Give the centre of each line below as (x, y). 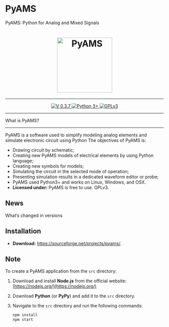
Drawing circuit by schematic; (43, 150)
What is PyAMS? (22, 120)
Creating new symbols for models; (48, 166)
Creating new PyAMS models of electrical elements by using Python (83, 155)
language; (23, 160)
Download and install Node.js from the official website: (69, 281)
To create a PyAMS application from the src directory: (61, 271)
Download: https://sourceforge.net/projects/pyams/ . (67, 243)
